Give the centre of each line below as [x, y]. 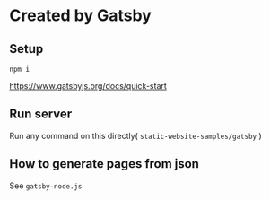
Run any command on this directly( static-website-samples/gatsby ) [135, 135]
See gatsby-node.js [46, 186]
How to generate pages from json [105, 164]
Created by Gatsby [81, 16]
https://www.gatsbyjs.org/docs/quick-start [88, 86]
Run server [41, 114]
